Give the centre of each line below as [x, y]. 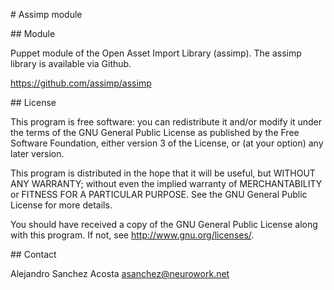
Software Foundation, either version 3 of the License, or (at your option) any [167, 143]
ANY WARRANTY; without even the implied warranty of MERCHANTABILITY [166, 183]
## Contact [33, 254]
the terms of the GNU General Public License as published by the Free [155, 132]
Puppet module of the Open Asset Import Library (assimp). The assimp [156, 53]
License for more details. [61, 205]
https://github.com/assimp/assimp [81, 83]
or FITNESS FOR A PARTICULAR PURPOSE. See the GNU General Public [159, 194]
